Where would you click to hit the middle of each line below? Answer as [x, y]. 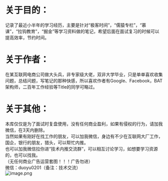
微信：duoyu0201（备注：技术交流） [43, 167]
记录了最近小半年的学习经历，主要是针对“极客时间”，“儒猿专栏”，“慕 [76, 25]
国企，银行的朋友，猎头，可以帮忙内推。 [47, 142]
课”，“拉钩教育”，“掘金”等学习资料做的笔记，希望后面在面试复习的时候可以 [82, 31]
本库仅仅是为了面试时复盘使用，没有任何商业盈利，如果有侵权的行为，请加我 [84, 123]
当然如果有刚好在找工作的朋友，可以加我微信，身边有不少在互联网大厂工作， [84, 136]
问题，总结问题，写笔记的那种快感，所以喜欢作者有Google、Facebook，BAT [84, 80]
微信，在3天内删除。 [26, 130]
